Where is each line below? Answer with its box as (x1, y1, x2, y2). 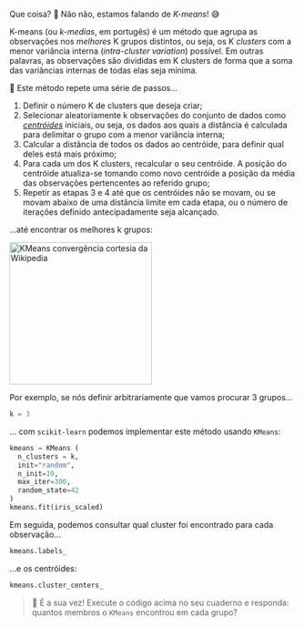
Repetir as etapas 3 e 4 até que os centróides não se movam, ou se (22, 187, 276, 197)
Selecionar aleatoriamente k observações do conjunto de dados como (22, 110, 287, 120)
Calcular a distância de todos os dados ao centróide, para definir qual (22, 139, 285, 149)
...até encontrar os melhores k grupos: (9, 224, 153, 235)
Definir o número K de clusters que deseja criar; (22, 100, 203, 111)
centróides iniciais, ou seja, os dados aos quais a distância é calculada (22, 119, 289, 130)
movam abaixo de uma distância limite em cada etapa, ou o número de (22, 197, 289, 207)
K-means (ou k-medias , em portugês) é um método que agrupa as (9, 26, 258, 36)
